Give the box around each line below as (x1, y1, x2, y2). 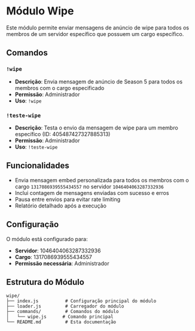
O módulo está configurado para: (6, 235, 88, 242)
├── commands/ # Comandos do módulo (6, 309, 119, 315)
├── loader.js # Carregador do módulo (6, 303, 124, 309)
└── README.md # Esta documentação (6, 319, 117, 325)
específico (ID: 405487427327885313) (14, 130, 111, 137)
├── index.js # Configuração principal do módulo (6, 298, 157, 304)
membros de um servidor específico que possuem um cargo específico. (6, 30, 184, 37)
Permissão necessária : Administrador (14, 260, 109, 267)
